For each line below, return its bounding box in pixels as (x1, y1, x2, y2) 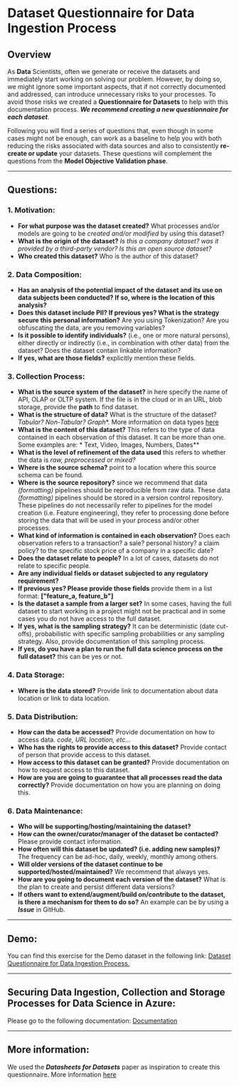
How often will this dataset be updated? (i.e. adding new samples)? (17, 845, 221, 853)
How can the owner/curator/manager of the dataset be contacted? (17, 830, 219, 838)
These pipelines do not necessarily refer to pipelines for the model (17, 501, 213, 510)
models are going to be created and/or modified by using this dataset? (17, 229, 225, 238)
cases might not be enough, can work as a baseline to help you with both (7, 134, 222, 142)
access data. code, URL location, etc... (17, 735, 132, 744)
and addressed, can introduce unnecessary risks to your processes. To (7, 90, 216, 98)
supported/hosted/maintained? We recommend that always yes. (17, 868, 211, 876)
